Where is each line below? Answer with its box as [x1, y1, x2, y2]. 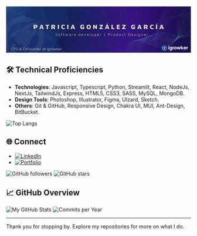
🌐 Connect [6, 137, 46, 147]
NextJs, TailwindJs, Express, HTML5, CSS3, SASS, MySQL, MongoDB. [14, 89, 185, 97]
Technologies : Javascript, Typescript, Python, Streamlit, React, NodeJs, [14, 83, 189, 90]
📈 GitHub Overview [6, 188, 80, 198]
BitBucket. [14, 108, 40, 115]
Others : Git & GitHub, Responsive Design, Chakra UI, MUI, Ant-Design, [14, 102, 185, 109]
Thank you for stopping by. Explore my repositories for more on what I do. [6, 223, 185, 230]
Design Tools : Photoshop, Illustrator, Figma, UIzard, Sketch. [14, 96, 159, 103]
